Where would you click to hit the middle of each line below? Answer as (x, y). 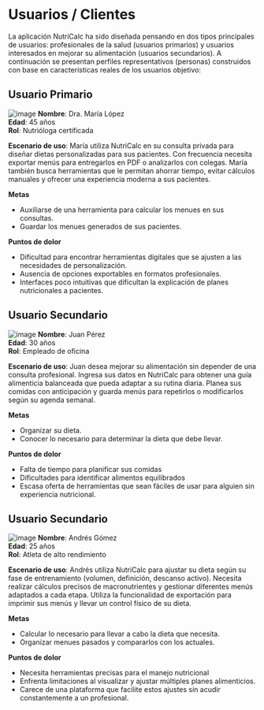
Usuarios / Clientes (72, 15)
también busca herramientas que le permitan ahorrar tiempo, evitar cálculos (132, 170)
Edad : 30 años (32, 342)
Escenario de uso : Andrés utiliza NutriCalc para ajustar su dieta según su (127, 570)
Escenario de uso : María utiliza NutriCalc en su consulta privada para (121, 145)
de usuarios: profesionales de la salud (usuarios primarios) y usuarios (121, 44)
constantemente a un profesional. (74, 698)
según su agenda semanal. (52, 400)
